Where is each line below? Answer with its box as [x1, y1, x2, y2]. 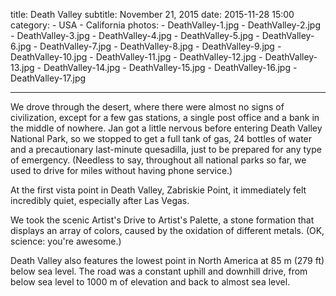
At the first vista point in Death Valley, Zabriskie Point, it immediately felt [10, 184, 307, 196]
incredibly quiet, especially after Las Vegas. [10, 195, 190, 206]
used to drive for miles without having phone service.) [10, 165, 233, 176]
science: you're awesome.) [10, 235, 122, 247]
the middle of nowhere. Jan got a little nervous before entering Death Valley [10, 122, 323, 134]
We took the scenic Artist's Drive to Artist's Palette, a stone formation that [10, 214, 315, 226]
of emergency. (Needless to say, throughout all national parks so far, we [10, 154, 307, 166]
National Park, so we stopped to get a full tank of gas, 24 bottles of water [10, 133, 313, 144]
